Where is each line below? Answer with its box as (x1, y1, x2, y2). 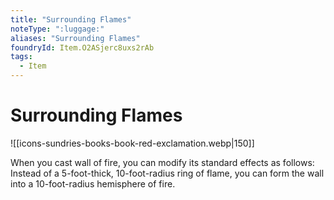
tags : (10, 52, 33, 62)
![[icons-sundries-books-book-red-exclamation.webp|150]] (10, 137, 255, 149)
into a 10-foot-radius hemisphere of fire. (10, 177, 176, 190)
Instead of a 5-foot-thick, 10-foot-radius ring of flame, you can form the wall (10, 167, 325, 179)
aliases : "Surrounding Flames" (10, 33, 141, 43)
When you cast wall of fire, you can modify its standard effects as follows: (10, 156, 315, 168)
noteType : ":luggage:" (10, 24, 105, 34)
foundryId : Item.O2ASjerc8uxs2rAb (10, 42, 155, 53)
